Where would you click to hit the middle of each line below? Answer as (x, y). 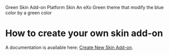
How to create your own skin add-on (84, 33)
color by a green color (29, 13)
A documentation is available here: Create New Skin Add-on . (69, 47)
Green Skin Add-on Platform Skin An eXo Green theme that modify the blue (84, 7)
